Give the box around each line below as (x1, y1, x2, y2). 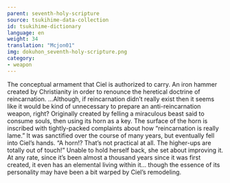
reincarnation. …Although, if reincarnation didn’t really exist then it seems (7, 94, 215, 103)
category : (7, 55, 36, 62)
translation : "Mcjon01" (7, 42, 76, 49)
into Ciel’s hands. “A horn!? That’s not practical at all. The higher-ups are (7, 138, 211, 147)
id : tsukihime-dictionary (7, 23, 81, 30)
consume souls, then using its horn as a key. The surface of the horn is (7, 116, 208, 125)
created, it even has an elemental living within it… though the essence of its (7, 160, 220, 169)
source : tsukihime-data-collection (7, 17, 109, 23)
